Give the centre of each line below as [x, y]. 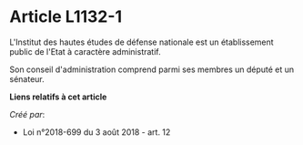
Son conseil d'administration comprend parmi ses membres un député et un [152, 69]
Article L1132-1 [66, 17]
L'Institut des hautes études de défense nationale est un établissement [142, 42]
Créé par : [27, 114]
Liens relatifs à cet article [58, 97]
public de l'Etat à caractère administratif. [85, 51]
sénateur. [27, 78]
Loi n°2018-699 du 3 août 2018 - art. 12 [96, 132]
